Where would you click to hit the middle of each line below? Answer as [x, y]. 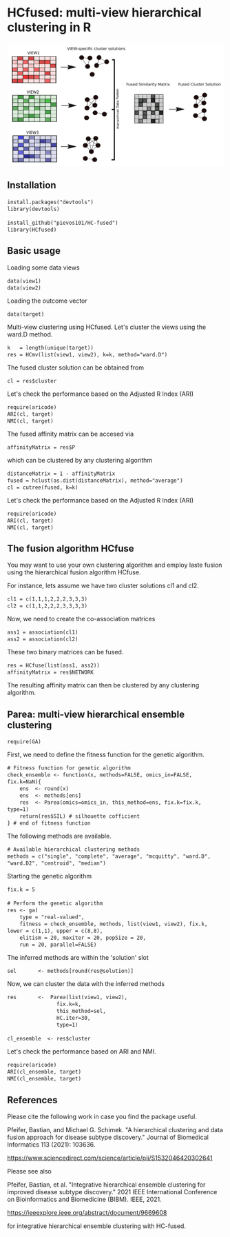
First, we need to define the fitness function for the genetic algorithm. [106, 755]
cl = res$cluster [32, 381]
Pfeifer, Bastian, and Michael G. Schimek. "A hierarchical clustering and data [115, 1129]
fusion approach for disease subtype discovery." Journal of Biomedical [108, 1137]
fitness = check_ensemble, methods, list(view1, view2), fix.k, [114, 924]
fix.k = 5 [21, 890]
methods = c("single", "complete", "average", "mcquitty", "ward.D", [109, 856]
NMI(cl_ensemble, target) [44, 1079]
